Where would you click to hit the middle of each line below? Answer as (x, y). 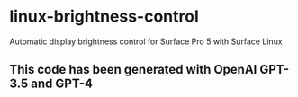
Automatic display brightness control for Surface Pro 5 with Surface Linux (146, 41)
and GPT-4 (62, 84)
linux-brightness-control (104, 17)
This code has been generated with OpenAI (133, 70)
